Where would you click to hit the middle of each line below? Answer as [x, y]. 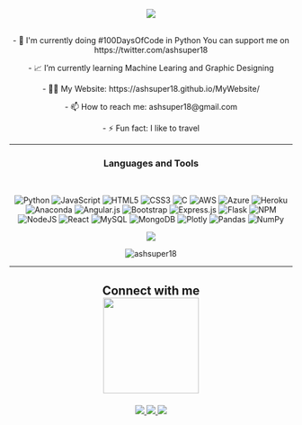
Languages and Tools [151, 163]
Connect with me [151, 290]
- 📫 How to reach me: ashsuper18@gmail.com [151, 107]
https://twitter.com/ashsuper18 [151, 50]
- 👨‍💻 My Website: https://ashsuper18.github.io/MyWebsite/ [151, 89]
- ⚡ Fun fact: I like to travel [151, 128]
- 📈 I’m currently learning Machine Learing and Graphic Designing [151, 68]
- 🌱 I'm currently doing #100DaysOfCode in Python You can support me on [151, 40]
